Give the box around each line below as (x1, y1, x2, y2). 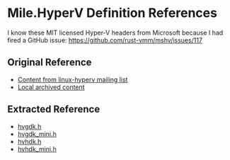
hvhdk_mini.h (17, 144, 57, 153)
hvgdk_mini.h (17, 130, 57, 138)
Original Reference (7, 57, 92, 69)
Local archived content (17, 83, 85, 91)
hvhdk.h (17, 137, 42, 146)
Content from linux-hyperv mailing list (17, 75, 128, 84)
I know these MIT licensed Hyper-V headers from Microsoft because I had (7, 28, 224, 37)
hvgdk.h (17, 122, 42, 130)
